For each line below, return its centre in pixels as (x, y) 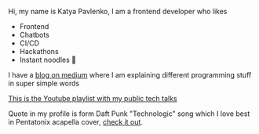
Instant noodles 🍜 (48, 60)
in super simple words (44, 83)
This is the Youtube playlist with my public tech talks (93, 98)
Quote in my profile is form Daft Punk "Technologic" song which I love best (129, 114)
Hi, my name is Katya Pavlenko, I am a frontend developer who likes (118, 11)
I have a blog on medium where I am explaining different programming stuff (130, 75)
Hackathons (39, 51)
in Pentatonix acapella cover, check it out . (76, 122)
